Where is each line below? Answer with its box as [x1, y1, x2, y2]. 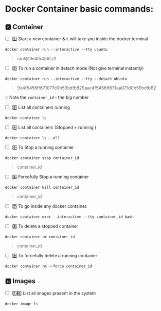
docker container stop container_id [5, 156, 79, 161]
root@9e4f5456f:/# [17, 56, 57, 61]
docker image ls [5, 301, 38, 306]
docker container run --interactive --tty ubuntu [5, 47, 108, 52]
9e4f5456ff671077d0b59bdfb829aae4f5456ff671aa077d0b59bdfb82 [17, 85, 157, 91]
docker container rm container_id [5, 234, 75, 239]
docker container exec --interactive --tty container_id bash [5, 214, 134, 219]
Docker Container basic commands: [5, 3, 154, 15]
